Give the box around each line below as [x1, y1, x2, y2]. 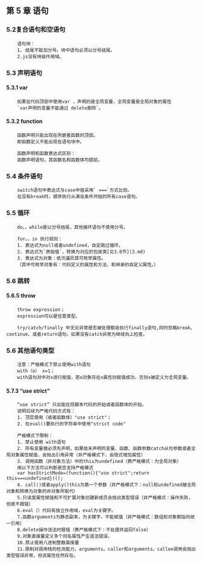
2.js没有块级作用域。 [17, 53, 65, 59]
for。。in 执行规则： [17, 235, 63, 242]
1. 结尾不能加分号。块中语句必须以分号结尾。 [17, 47, 115, 53]
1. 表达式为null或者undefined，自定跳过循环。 [17, 242, 124, 248]
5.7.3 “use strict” [6, 387, 50, 395]
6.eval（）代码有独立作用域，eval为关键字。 [17, 508, 116, 514]
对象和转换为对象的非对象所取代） [6, 488, 78, 494]
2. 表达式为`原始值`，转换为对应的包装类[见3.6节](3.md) [17, 249, 146, 255]
